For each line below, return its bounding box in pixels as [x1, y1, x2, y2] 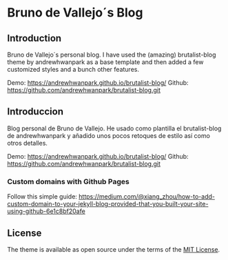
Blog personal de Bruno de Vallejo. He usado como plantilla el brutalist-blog [7, 124, 222, 132]
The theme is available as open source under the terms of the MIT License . [7, 245, 220, 253]
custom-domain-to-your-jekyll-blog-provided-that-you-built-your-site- [7, 200, 209, 208]
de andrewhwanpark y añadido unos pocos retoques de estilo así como [7, 131, 210, 139]
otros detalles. [7, 139, 48, 147]
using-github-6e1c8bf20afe [7, 207, 86, 215]
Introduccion [7, 106, 64, 118]
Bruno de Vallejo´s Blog [7, 5, 143, 21]
